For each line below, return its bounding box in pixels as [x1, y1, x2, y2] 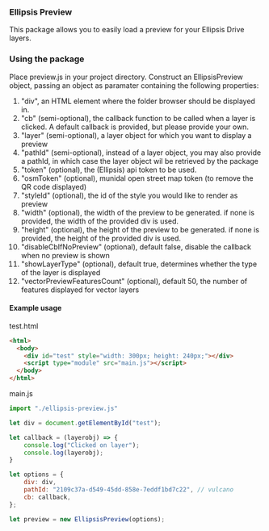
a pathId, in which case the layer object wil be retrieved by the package [20, 156, 259, 165]
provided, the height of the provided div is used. [20, 233, 181, 243]
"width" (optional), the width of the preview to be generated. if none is [20, 207, 255, 217]
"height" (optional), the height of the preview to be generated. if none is [20, 224, 259, 234]
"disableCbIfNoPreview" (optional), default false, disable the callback [20, 241, 251, 252]
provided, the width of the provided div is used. [20, 216, 179, 226]
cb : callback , [23, 493, 71, 501]
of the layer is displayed [20, 267, 101, 277]
